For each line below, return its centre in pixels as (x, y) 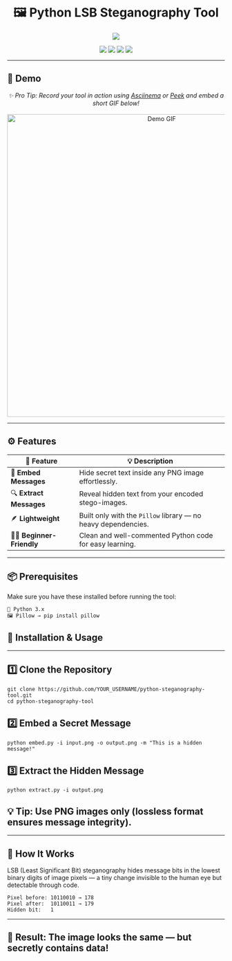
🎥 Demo (24, 79)
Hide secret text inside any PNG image (142, 473)
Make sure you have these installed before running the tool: (92, 597)
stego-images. (103, 503)
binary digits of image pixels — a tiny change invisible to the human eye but (115, 878)
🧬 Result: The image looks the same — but (99, 937)
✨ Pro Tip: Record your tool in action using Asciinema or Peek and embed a (116, 95)
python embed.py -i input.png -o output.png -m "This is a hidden (105, 743)
